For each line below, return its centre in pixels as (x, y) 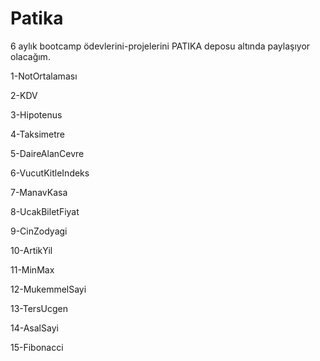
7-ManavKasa (39, 192)
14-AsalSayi (34, 328)
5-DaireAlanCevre (47, 153)
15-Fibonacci (37, 347)
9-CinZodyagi (39, 231)
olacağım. (30, 56)
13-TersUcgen (39, 308)
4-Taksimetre (37, 134)
